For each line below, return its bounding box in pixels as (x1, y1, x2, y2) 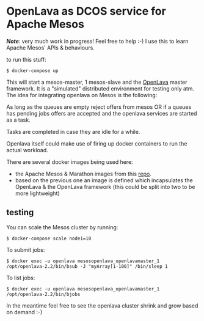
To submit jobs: (6, 246, 45, 253)
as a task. (6, 116, 31, 124)
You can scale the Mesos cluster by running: (6, 223, 118, 231)
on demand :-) (6, 308, 43, 315)
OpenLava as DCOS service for (6, 4, 166, 18)
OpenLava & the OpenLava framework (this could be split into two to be (15, 183, 195, 190)
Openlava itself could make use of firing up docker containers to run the (6, 139, 188, 147)
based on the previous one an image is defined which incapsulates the (15, 176, 194, 184)
